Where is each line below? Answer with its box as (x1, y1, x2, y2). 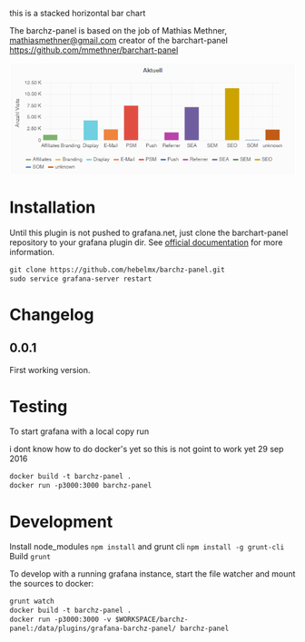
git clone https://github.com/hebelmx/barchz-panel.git (9, 265, 225, 274)
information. (9, 246, 55, 257)
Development (9, 511, 113, 532)
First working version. (9, 364, 91, 375)
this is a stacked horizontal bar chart (9, 8, 146, 18)
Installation (9, 197, 96, 217)
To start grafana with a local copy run (9, 426, 150, 437)
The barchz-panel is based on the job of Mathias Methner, (9, 25, 227, 35)
